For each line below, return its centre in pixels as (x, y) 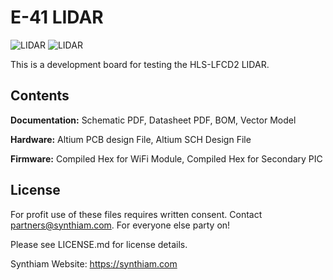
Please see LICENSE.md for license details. (99, 244)
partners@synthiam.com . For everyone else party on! (120, 225)
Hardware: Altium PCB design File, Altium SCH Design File (131, 139)
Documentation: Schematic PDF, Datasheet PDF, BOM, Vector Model (153, 120)
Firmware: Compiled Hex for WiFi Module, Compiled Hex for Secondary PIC (166, 158)
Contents (40, 96)
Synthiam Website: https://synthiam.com (94, 263)
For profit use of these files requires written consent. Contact (136, 214)
